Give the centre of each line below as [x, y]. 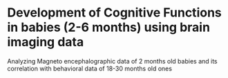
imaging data [46, 42]
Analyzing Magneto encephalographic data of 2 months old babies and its [112, 61]
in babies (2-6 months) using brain [109, 27]
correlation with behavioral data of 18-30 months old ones [90, 68]
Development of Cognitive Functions [115, 13]
